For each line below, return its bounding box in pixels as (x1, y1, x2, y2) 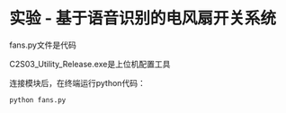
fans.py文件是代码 (9, 39, 76, 50)
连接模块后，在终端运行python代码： (9, 77, 146, 88)
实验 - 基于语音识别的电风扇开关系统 (9, 8, 277, 29)
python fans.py (9, 95, 67, 104)
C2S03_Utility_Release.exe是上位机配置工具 (9, 58, 171, 69)
